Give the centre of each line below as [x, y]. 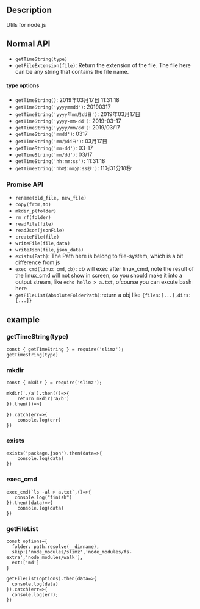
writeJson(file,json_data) [49, 250]
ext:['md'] [26, 563]
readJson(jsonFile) [40, 231]
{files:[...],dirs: [166, 295]
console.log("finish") [43, 497]
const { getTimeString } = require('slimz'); [65, 349]
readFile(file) [34, 224]
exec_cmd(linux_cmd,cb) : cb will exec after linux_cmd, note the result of [104, 269]
